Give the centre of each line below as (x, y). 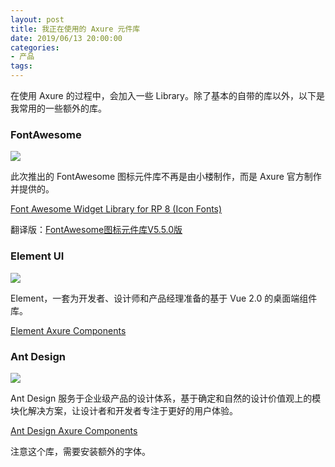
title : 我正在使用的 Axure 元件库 (75, 29)
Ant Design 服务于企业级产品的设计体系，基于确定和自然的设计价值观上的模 (166, 398)
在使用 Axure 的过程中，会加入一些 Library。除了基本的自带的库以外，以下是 (167, 95)
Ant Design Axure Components (74, 430)
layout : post (37, 19)
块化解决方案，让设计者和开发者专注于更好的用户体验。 (124, 410)
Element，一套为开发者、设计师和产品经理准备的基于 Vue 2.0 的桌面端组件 (164, 298)
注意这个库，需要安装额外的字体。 (80, 451)
